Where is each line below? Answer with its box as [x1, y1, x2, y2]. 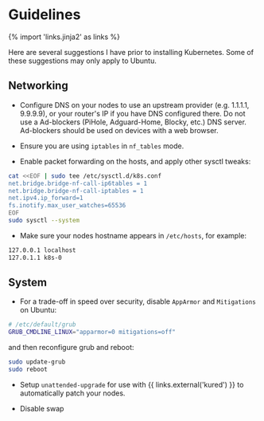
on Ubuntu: [19, 305, 57, 315]
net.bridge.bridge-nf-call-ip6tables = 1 [8, 179, 148, 187]
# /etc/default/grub [8, 321, 77, 329]
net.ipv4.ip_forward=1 [8, 194, 83, 203]
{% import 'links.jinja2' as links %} [8, 32, 121, 41]
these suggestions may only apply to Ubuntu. [8, 56, 157, 65]
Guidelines [8, 6, 81, 24]
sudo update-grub [8, 358, 66, 366]
